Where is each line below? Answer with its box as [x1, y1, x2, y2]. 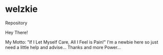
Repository [5, 20, 27, 26]
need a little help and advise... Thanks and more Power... [5, 44, 121, 50]
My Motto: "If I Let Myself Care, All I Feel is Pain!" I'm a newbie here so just [5, 39, 159, 45]
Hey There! [5, 29, 28, 35]
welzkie [5, 3, 38, 15]
